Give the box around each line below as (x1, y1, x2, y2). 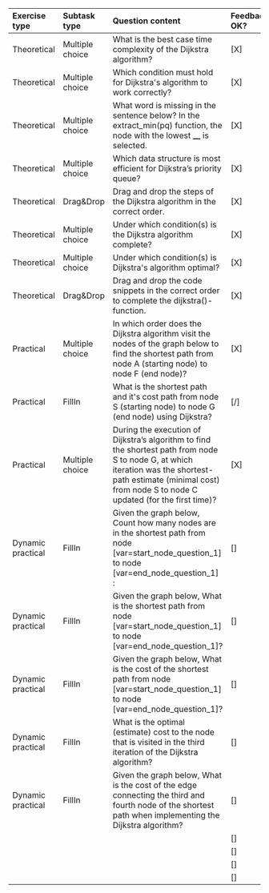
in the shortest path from (112, 528, 206, 538)
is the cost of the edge (112, 780, 198, 790)
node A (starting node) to (112, 358, 208, 369)
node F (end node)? (112, 368, 187, 379)
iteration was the (112, 465, 176, 475)
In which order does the (112, 318, 203, 329)
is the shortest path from (112, 601, 206, 611)
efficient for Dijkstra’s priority (112, 163, 222, 174)
